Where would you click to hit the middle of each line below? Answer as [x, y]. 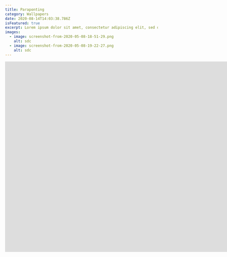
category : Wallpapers [27, 14]
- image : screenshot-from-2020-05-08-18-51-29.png [62, 37]
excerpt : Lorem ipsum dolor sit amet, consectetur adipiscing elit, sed [80, 28]
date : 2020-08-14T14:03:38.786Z [38, 18]
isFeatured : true [23, 23]
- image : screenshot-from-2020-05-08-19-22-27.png [62, 46]
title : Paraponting [25, 9]
